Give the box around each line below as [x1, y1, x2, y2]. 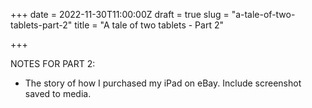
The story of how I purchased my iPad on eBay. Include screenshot [24, 77, 302, 89]
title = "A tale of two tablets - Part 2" [74, 19, 224, 31]
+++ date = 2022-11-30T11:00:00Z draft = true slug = [10, 9, 230, 20]
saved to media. [24, 88, 92, 99]
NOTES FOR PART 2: [10, 58, 96, 69]
